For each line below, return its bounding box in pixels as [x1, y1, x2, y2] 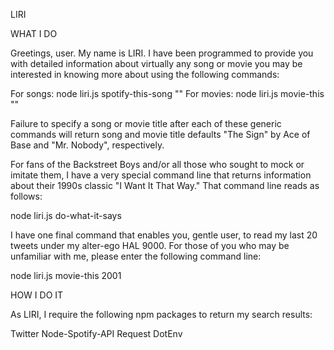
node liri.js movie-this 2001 [10, 270, 122, 281]
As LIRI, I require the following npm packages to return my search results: [10, 309, 313, 320]
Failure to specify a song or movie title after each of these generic [10, 118, 282, 129]
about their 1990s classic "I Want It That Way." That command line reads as [10, 180, 320, 191]
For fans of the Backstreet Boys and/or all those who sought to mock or [10, 159, 305, 170]
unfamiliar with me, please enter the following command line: [10, 250, 262, 262]
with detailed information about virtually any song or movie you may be [10, 58, 303, 69]
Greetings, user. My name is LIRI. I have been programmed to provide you [10, 47, 314, 59]
